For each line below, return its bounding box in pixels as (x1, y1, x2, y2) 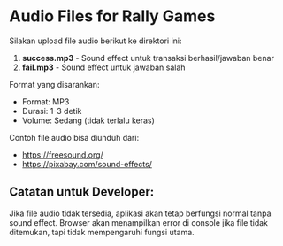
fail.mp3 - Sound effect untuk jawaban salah (21, 62, 186, 73)
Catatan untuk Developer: (9, 184, 155, 200)
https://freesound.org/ (21, 149, 103, 160)
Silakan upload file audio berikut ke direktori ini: (9, 35, 183, 46)
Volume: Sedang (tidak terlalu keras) (21, 115, 155, 126)
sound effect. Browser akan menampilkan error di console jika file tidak (9, 217, 268, 227)
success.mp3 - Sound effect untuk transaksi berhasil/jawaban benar (21, 52, 274, 63)
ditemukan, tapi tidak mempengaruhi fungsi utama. (9, 227, 195, 237)
